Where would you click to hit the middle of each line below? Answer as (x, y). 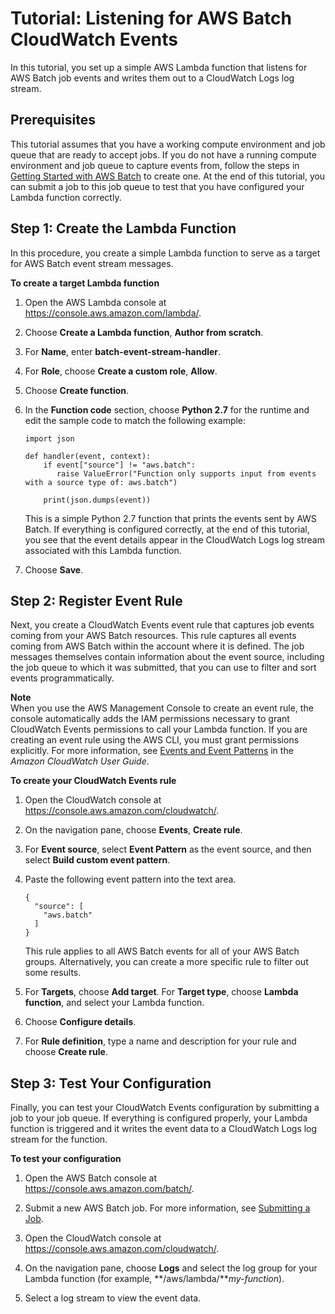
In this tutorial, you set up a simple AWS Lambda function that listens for (159, 67)
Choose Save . (54, 569)
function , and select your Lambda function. (114, 1003)
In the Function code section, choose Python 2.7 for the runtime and (167, 409)
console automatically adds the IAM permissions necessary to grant (150, 719)
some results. (53, 973)
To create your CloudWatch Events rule (93, 781)
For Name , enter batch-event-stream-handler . (123, 351)
